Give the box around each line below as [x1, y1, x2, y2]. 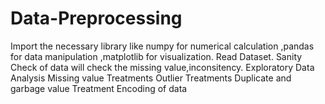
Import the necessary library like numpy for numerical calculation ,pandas [10, 40, 315, 52]
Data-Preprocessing [10, 7, 183, 30]
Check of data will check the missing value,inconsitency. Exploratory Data [10, 61, 315, 73]
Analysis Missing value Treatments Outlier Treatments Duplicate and [10, 72, 292, 84]
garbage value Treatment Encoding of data [10, 82, 188, 94]
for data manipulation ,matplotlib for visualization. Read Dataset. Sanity [10, 50, 303, 62]
